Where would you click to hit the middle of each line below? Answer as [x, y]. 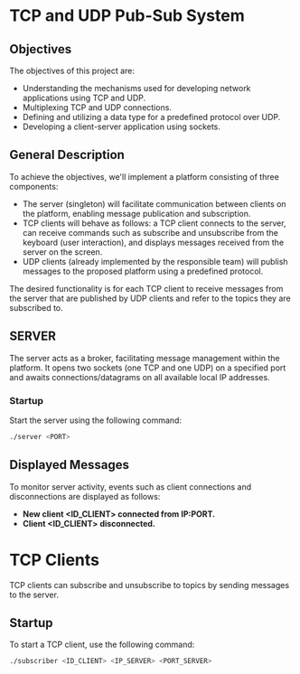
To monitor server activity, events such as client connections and [131, 487]
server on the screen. [62, 252]
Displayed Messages [69, 465]
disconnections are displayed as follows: [85, 496]
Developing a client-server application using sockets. [122, 126]
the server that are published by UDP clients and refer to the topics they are [150, 298]
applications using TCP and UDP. [84, 98]
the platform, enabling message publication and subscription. [136, 213]
